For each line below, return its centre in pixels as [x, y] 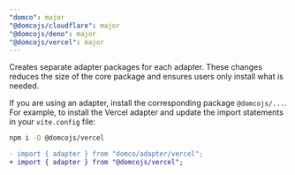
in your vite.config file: [52, 122]
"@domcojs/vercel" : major [57, 42]
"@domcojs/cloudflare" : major [65, 26]
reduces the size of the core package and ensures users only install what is [147, 77]
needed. [24, 86]
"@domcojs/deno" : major [53, 34]
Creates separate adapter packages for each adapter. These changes [136, 67]
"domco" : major [37, 17]
